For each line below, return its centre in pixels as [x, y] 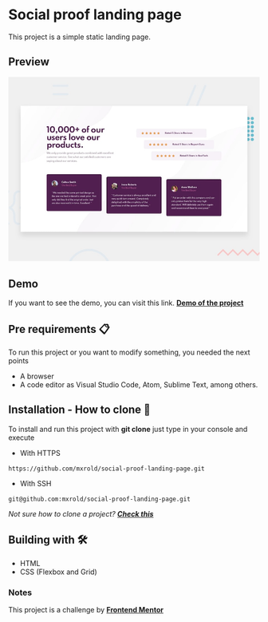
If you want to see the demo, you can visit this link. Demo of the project [126, 303]
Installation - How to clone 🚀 [80, 410]
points [19, 360]
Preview [29, 62]
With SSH [35, 483]
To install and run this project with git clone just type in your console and [128, 429]
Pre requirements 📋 [59, 329]
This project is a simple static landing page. [80, 37]
